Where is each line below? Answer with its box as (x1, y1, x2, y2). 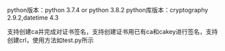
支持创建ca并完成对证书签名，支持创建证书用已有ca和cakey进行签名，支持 (7, 28, 218, 35)
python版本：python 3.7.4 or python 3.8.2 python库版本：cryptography (7, 6, 209, 14)
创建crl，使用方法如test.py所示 (7, 36, 94, 44)
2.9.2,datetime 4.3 (7, 14, 59, 22)
